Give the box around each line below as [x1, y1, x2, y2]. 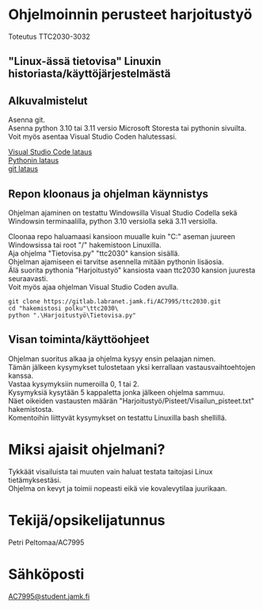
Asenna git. [8, 115, 46, 124]
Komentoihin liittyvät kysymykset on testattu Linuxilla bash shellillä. [8, 413, 227, 422]
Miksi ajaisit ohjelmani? [8, 440, 166, 459]
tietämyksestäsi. [8, 475, 62, 485]
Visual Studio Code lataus [8, 147, 93, 157]
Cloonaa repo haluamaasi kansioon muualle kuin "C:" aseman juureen [8, 231, 236, 241]
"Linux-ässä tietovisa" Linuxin [8, 55, 162, 68]
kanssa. [8, 371, 34, 380]
